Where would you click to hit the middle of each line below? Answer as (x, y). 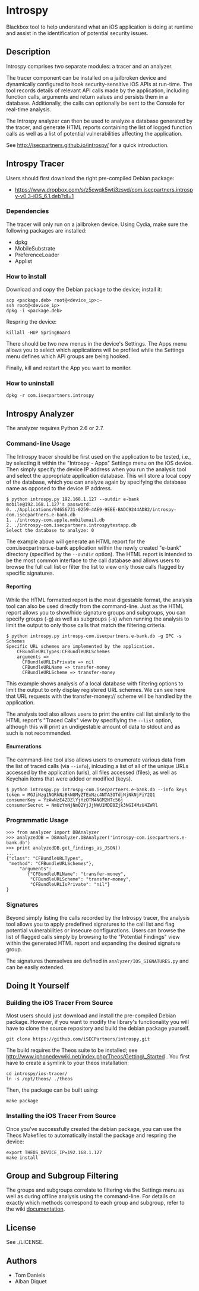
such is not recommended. (39, 733)
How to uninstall (30, 383)
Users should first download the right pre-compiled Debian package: (90, 178)
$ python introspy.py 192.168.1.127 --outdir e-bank (73, 499)
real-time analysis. (29, 109)
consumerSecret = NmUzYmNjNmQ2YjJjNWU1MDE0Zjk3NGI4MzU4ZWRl (82, 805)
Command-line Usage (39, 444)
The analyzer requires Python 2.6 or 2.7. (55, 428)
